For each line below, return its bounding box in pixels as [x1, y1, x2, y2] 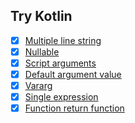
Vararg [24, 80, 53, 92]
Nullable [24, 45, 60, 58]
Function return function [24, 102, 125, 114]
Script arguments [24, 57, 97, 69]
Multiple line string [24, 34, 102, 46]
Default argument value [24, 69, 122, 80]
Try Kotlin [10, 8, 73, 25]
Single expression [24, 91, 99, 103]
